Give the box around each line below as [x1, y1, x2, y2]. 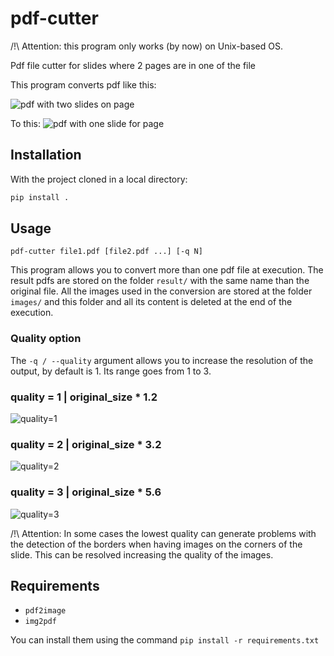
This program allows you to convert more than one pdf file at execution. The [10, 264, 324, 276]
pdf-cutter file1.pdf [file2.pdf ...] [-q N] [10, 247, 203, 257]
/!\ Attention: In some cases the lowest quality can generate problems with [10, 527, 317, 539]
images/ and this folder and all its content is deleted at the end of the [10, 296, 293, 308]
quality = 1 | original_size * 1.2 [10, 390, 158, 404]
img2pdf [24, 617, 57, 627]
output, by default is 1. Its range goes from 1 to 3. [10, 365, 212, 377]
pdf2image [24, 606, 67, 616]
